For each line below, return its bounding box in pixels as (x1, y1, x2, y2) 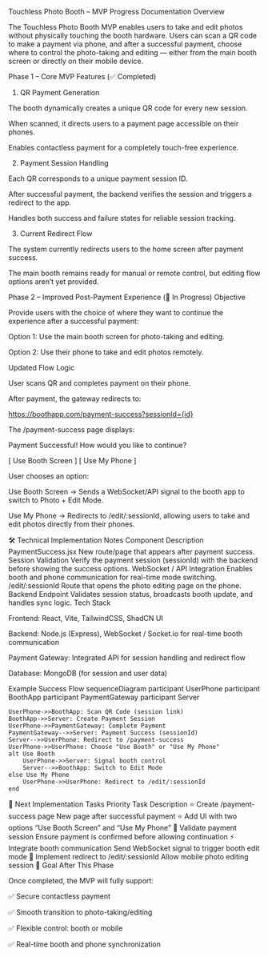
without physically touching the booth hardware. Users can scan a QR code (8, 31, 258, 40)
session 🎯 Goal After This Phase (8, 860, 114, 870)
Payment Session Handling (19, 158, 110, 167)
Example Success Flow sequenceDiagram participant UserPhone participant (8, 684, 260, 693)
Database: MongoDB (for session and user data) (8, 668, 168, 678)
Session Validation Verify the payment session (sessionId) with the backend (8, 555, 258, 565)
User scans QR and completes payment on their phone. (8, 378, 191, 387)
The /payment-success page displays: (8, 425, 135, 434)
